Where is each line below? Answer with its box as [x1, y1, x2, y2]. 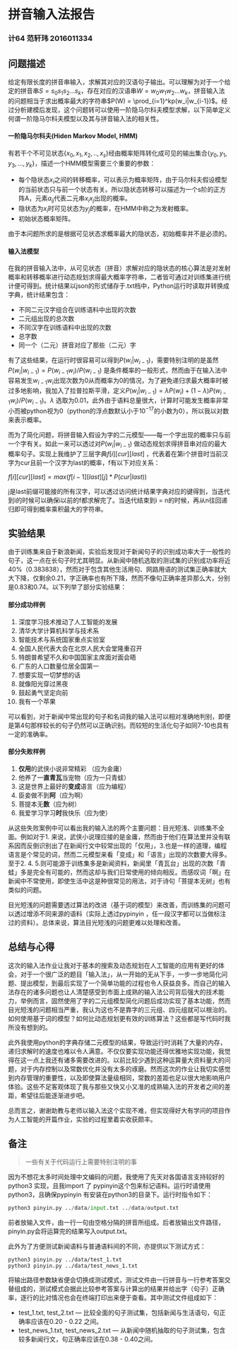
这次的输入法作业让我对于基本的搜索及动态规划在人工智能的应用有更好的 [8, 961, 218, 969]
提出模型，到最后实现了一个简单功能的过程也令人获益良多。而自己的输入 [20, 979, 231, 987]
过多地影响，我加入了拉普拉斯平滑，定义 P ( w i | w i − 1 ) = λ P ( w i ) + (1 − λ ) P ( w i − [8, 386, 227, 396]
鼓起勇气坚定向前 [18, 688, 69, 697]
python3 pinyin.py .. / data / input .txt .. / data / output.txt [8, 1204, 179, 1212]
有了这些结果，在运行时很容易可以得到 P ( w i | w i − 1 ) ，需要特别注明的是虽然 [8, 356, 219, 366]
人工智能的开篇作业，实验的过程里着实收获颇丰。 [13, 1115, 157, 1124]
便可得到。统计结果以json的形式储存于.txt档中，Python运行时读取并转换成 [13, 282, 230, 290]
